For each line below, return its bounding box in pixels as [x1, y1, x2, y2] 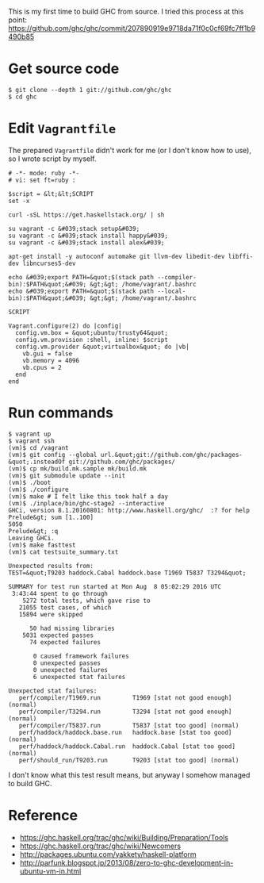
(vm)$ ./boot [8, 478, 52, 486]
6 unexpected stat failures [33, 673, 126, 681]
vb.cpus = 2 [22, 363, 62, 371]
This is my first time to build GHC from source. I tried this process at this [8, 7, 244, 16]
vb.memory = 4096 [22, 356, 80, 364]
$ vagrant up [8, 430, 52, 438]
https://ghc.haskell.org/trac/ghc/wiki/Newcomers [19, 841, 181, 850]
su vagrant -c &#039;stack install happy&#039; [8, 232, 169, 240]
